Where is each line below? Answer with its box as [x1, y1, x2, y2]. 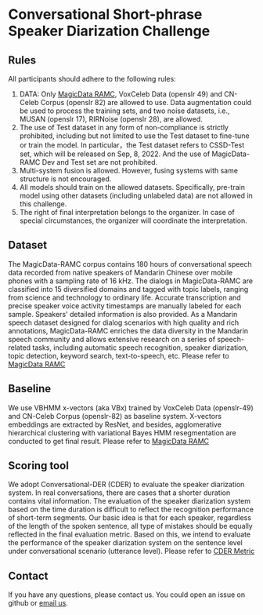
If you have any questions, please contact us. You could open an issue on [8, 590, 246, 599]
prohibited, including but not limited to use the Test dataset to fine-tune [19, 131, 250, 140]
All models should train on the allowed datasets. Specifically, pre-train [19, 183, 245, 191]
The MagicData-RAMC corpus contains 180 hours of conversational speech [8, 259, 252, 268]
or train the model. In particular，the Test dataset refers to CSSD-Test [19, 140, 245, 150]
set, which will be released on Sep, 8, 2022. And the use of [19, 149, 211, 158]
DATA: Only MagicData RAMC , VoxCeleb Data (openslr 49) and [19, 89, 223, 99]
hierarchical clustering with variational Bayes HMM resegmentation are [8, 428, 236, 437]
